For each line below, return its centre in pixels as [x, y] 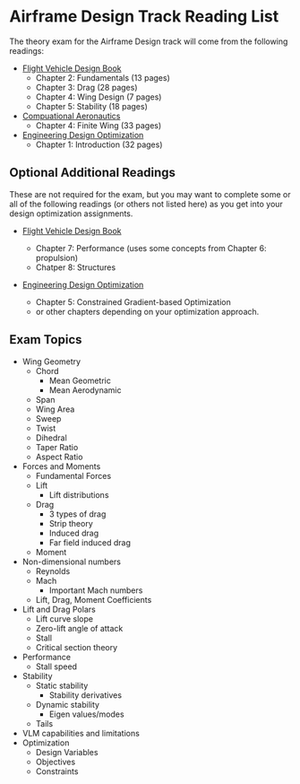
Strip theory [71, 523]
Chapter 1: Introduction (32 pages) [99, 144]
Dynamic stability [68, 704]
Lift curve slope [64, 618]
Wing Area [55, 409]
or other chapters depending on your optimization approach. [147, 311]
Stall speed [56, 666]
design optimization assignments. [71, 213]
